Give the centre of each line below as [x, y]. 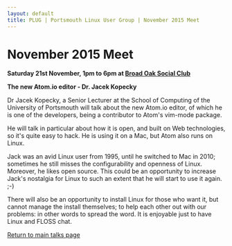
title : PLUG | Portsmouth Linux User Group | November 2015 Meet [103, 20]
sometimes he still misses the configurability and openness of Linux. [105, 164]
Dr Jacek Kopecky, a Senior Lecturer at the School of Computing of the [109, 100]
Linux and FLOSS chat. [40, 222]
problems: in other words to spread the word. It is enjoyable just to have [110, 214]
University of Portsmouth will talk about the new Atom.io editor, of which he [115, 107]
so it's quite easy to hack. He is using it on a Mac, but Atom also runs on [110, 136]
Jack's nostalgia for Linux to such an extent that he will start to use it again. [115, 179]
